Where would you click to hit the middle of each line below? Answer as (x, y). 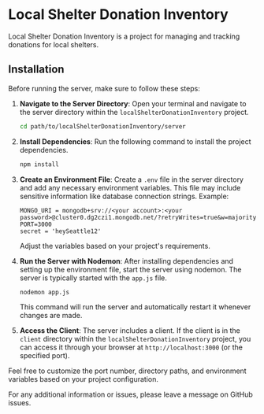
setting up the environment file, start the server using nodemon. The (130, 269)
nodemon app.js (45, 292)
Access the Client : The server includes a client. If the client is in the (130, 331)
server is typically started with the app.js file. (93, 278)
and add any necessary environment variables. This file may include (130, 187)
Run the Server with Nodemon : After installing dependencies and (126, 261)
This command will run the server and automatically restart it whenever (135, 307)
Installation (36, 70)
